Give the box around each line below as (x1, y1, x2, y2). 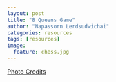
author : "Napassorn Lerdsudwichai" (7, 23, 110, 30)
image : (7, 42, 26, 49)
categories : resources (7, 29, 72, 37)
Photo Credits (7, 67, 46, 76)
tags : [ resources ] (7, 36, 60, 43)
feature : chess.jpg (13, 49, 70, 56)
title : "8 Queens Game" (7, 17, 76, 23)
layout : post (7, 10, 45, 17)
